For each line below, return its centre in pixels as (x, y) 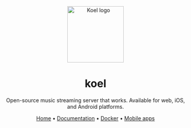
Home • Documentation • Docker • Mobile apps (95, 118)
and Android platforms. (95, 106)
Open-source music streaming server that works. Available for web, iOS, (95, 100)
